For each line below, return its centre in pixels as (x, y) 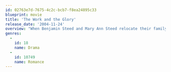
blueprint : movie (24, 15)
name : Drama (27, 48)
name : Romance (29, 62)
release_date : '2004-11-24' (35, 24)
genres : (13, 33)
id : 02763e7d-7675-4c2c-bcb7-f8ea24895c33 (51, 10)
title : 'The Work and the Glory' (41, 19)
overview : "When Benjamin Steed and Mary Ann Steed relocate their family (86, 29)
